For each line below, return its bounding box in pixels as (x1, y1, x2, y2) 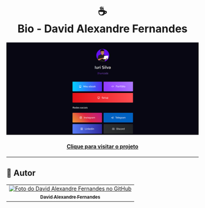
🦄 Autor (6, 168, 36, 178)
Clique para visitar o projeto (67, 143, 138, 150)
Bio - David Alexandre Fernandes (17, 22, 188, 36)
